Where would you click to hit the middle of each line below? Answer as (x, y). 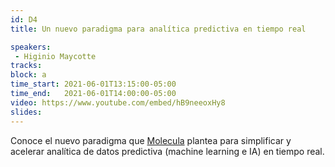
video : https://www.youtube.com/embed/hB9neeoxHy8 (118, 102)
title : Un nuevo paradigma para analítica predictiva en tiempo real (158, 29)
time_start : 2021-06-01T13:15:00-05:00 (93, 84)
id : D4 (24, 19)
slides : (26, 112)
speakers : (31, 47)
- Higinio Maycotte (55, 56)
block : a (28, 75)
